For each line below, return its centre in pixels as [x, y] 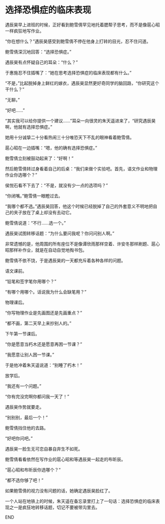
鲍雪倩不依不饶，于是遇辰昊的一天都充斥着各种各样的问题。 [65, 260]
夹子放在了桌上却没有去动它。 [44, 212]
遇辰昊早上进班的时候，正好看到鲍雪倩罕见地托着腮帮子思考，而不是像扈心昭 [82, 25]
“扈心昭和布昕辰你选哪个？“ [33, 470]
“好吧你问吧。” [19, 438]
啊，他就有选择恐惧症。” [29, 127]
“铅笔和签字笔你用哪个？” [31, 281]
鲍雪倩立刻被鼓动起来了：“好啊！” [39, 158]
